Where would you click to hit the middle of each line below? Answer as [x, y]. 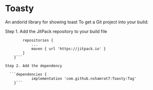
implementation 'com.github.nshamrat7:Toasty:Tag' [84, 78]
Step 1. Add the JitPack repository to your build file [56, 31]
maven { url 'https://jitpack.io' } [68, 49]
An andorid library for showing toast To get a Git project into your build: [77, 22]
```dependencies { [28, 74]
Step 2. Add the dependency [34, 66]
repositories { [38, 40]
